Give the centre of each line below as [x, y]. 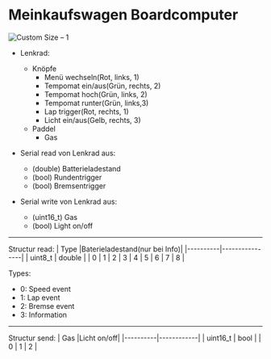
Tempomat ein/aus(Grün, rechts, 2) [102, 86]
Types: [20, 273]
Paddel [44, 129]
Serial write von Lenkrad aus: [69, 201]
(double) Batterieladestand [76, 168]
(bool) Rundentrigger [67, 177]
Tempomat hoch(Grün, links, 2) [96, 94]
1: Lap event [40, 298]
